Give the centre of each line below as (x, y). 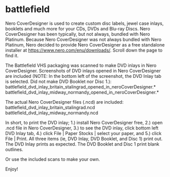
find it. (12, 55)
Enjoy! (12, 169)
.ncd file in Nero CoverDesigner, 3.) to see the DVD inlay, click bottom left (82, 128)
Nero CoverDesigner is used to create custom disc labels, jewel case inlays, (84, 23)
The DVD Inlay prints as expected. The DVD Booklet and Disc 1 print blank (82, 144)
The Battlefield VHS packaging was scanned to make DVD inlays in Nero (81, 65)
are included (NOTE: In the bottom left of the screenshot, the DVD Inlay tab (83, 76)
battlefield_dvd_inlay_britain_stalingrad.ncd (50, 107)
